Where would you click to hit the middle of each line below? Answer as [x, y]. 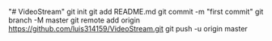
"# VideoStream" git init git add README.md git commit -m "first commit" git [136, 12]
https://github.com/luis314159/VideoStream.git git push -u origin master [128, 29]
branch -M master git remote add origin [74, 20]
